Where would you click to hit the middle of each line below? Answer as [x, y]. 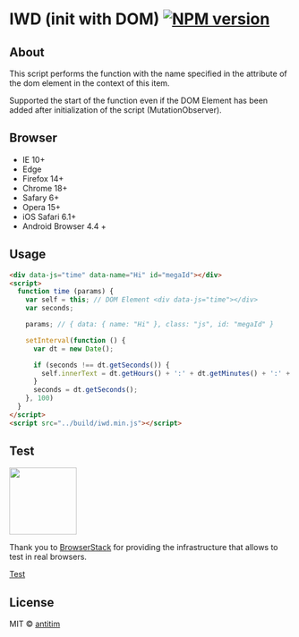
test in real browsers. [48, 557]
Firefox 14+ [43, 178]
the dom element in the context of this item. [90, 83]
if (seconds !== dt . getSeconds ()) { [101, 365]
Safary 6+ [41, 198]
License [32, 603]
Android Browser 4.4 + [64, 226]
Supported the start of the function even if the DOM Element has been [139, 100]
